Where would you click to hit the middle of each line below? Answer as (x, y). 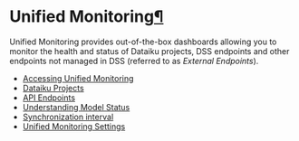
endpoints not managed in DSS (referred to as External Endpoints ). (134, 61)
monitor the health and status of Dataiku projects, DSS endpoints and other (149, 51)
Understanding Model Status (76, 107)
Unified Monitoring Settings (74, 126)
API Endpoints (48, 98)
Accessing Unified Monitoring (78, 78)
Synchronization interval (68, 117)
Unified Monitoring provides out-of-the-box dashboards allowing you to (143, 42)
